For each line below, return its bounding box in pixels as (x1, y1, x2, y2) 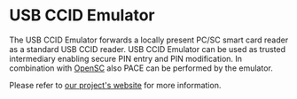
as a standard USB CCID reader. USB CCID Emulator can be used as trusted (9, 43, 286, 54)
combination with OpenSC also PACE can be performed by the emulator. (9, 63, 273, 73)
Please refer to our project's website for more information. (9, 80, 222, 90)
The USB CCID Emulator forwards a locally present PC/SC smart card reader (9, 34, 289, 45)
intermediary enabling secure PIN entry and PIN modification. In (9, 53, 242, 64)
